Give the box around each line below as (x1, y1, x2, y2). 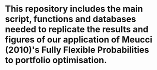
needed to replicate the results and (5, 24, 149, 35)
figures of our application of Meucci (5, 34, 153, 45)
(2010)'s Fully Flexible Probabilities (5, 44, 149, 56)
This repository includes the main (5, 3, 143, 14)
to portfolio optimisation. (5, 55, 108, 66)
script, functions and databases (5, 14, 137, 25)
